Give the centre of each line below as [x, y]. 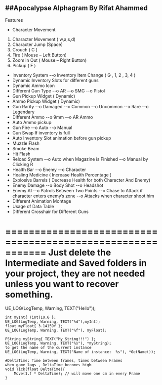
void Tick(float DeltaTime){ [35, 369]
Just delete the [80, 253]
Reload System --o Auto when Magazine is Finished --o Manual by [80, 159]
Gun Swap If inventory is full [41, 132]
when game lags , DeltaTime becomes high [48, 365]
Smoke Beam [26, 148]
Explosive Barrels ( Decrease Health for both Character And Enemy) [81, 180]
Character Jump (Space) [38, 44]
